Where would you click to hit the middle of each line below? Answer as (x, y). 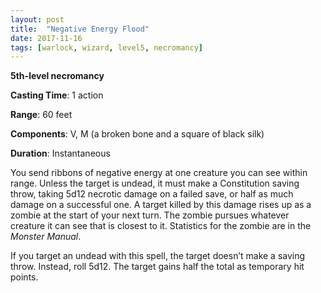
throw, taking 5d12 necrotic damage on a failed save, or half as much (152, 194)
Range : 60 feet (41, 115)
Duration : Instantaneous (60, 153)
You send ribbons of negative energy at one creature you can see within (159, 173)
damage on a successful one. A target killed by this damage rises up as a (161, 205)
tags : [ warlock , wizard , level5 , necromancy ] (106, 47)
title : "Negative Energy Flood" (80, 29)
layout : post (37, 19)
